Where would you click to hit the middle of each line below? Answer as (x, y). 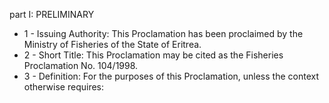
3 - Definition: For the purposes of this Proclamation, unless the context (171, 76)
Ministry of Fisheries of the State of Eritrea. (112, 44)
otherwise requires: (63, 87)
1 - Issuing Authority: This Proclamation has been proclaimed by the (163, 33)
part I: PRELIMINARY (52, 14)
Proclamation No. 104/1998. (81, 65)
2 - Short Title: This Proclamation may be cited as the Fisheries (153, 55)
